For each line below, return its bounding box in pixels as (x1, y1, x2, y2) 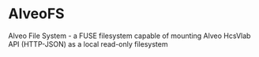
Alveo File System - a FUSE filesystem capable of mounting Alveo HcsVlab (8, 31, 251, 40)
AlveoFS (8, 5, 65, 23)
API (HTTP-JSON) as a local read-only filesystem (8, 39, 168, 48)
